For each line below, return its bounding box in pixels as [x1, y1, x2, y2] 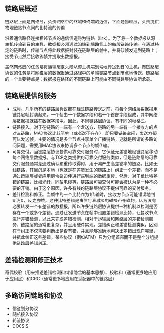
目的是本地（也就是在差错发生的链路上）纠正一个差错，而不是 [33, 167, 158, 173]
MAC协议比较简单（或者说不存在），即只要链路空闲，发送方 [33, 130, 153, 136]
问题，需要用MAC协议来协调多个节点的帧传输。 [16, 142, 112, 148]
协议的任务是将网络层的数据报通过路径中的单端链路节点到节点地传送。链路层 [5, 70, 159, 76]
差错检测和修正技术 [5, 256, 63, 264]
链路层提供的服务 [5, 92, 57, 100]
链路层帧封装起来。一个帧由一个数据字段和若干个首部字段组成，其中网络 [12, 111, 158, 117]
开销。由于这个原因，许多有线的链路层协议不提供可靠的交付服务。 [20, 185, 154, 191]
